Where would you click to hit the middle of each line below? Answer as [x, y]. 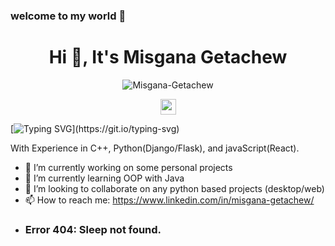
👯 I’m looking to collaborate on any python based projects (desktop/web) [174, 188]
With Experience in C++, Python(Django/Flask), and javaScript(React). [155, 148]
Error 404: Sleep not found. [93, 229]
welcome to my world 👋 [68, 16]
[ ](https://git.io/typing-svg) [95, 128]
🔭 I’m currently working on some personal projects [128, 167]
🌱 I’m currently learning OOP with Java [104, 178]
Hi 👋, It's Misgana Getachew [168, 57]
